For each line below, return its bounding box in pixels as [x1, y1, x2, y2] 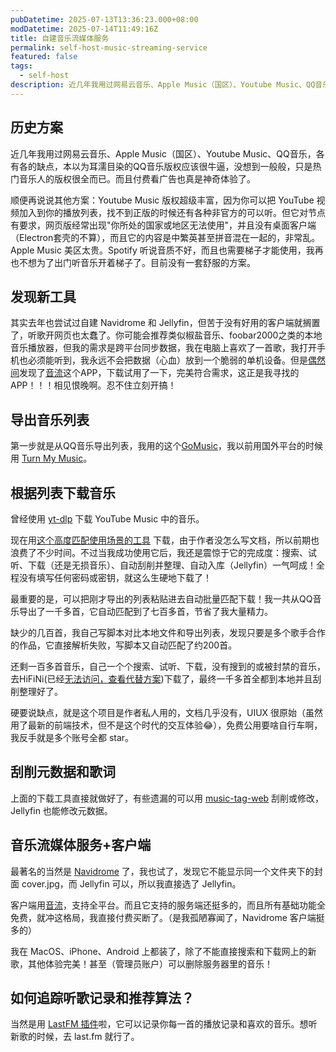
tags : [10, 61, 33, 71]
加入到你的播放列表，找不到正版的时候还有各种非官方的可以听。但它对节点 [18, 206, 326, 218]
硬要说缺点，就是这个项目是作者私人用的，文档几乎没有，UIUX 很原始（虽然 [10, 707, 324, 718]
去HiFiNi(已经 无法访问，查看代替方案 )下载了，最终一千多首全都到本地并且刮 [10, 673, 322, 685]
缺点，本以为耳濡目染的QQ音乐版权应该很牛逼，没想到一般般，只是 [36, 160, 313, 172]
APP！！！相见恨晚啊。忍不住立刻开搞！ [10, 379, 177, 391]
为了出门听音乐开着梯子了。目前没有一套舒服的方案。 [36, 256, 256, 268]
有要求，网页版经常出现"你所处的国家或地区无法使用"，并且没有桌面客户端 [10, 219, 317, 231]
